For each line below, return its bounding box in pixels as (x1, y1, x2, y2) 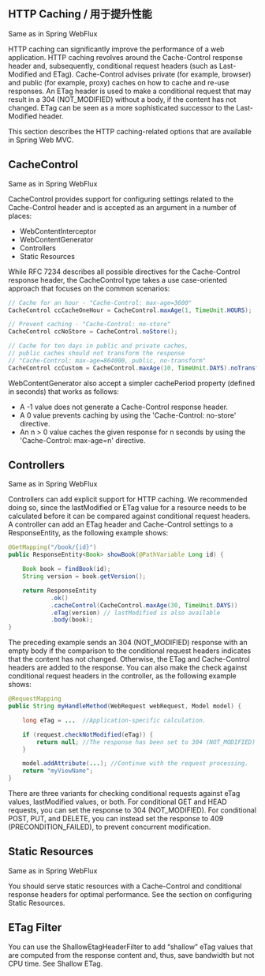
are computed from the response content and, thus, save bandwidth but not (8, 950, 255, 959)
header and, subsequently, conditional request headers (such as (8, 61, 218, 70)
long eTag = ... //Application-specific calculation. (22, 716, 207, 724)
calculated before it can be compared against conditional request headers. (8, 512, 251, 521)
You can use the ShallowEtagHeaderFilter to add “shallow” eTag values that (8, 942, 254, 952)
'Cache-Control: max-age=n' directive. (19, 435, 146, 445)
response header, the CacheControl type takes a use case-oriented (8, 275, 227, 284)
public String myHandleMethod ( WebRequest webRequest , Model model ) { (8, 702, 242, 711)
